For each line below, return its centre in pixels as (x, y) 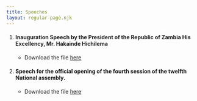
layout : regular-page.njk (39, 18)
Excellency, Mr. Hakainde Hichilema (62, 44)
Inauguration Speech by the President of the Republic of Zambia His (103, 37)
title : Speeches (27, 12)
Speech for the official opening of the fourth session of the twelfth (101, 72)
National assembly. (40, 78)
